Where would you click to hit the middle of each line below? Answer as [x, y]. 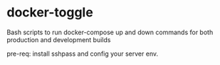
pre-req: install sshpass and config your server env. [82, 54]
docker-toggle [50, 12]
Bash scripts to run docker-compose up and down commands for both [110, 32]
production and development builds [59, 39]
